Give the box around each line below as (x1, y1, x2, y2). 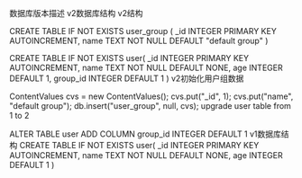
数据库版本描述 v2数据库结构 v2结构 (9, 8, 143, 18)
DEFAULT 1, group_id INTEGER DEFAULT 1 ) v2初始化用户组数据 (9, 73, 244, 84)
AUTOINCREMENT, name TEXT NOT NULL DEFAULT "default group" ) (9, 35, 269, 46)
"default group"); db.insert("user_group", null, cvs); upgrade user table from (9, 101, 291, 111)
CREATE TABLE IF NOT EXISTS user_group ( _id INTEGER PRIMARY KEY (9, 26, 277, 36)
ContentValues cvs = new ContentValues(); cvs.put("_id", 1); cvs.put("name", (9, 91, 294, 102)
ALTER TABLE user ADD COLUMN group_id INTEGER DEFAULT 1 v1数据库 (9, 129, 282, 139)
